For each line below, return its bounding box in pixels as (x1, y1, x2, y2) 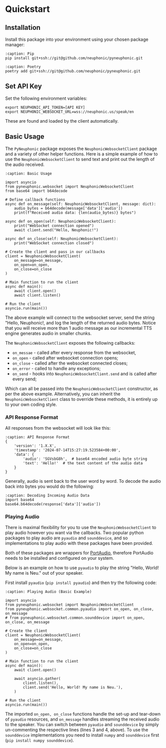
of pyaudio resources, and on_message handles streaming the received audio (5, 716, 160, 722)
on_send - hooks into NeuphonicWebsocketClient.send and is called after (12, 371, 157, 376)
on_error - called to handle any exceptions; (12, 365, 101, 371)
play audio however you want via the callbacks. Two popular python (5, 530, 144, 536)
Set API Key (5, 82, 42, 90)
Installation (5, 23, 41, 32)
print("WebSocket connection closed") (14, 240, 94, 245)
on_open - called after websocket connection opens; (12, 355, 118, 361)
